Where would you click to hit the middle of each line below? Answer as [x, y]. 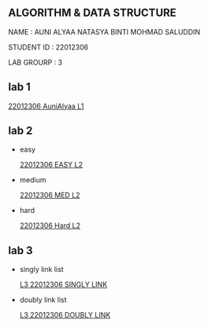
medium [33, 180]
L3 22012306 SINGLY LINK [63, 285]
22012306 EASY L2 [51, 165]
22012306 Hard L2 [50, 226]
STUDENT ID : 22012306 [48, 47]
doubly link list [43, 300]
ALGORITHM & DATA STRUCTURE [93, 13]
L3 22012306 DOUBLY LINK [65, 315]
